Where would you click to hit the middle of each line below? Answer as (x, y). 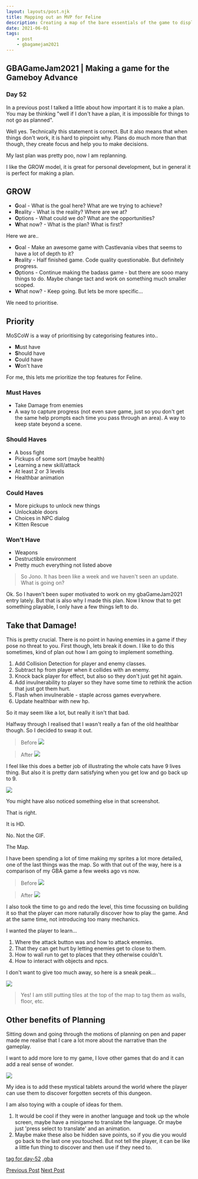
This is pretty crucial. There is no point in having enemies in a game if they (96, 640)
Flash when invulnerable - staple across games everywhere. (88, 695)
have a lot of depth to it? (44, 254)
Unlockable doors (36, 512)
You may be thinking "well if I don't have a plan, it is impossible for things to (98, 113)
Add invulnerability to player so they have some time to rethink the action (103, 682)
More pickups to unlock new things (57, 506)
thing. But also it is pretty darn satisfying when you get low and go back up (97, 773)
